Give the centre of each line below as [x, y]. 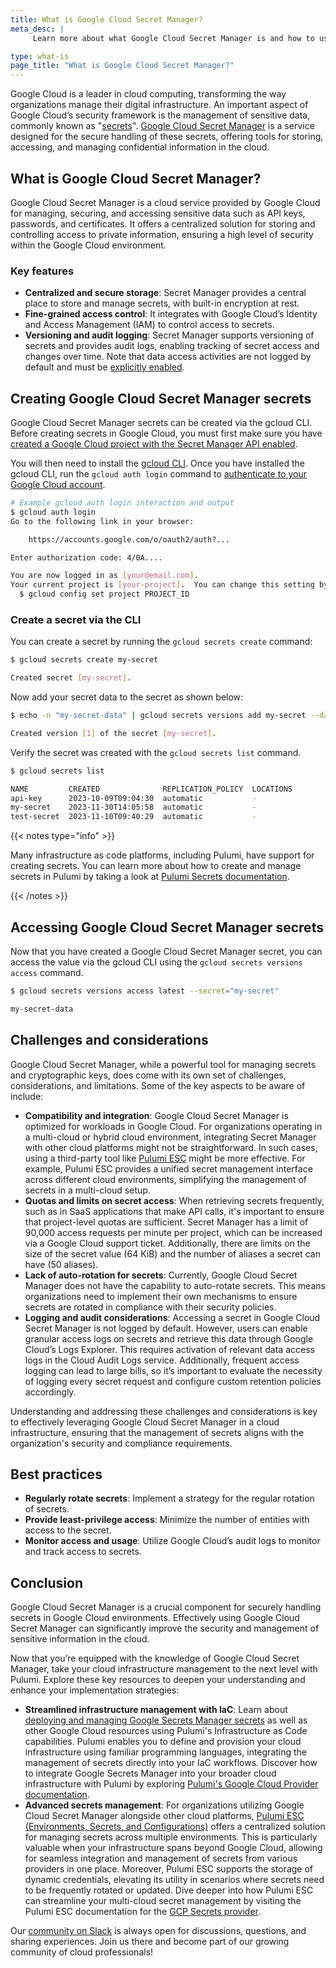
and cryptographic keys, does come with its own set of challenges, [148, 1075]
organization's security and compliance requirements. [121, 1443]
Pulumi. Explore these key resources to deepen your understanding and [158, 1680]
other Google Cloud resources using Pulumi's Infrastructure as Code [166, 1731]
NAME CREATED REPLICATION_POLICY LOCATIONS [151, 789]
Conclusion [47, 1582]
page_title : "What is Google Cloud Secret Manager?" [122, 66]
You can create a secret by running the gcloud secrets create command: [161, 642]
